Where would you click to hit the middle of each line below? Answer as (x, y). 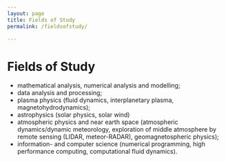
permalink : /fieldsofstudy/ (48, 26)
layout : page (26, 13)
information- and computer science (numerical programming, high (111, 144)
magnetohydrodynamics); (54, 108)
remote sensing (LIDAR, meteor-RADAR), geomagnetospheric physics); (118, 137)
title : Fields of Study (41, 20)
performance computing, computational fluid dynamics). (97, 152)
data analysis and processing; (60, 93)
